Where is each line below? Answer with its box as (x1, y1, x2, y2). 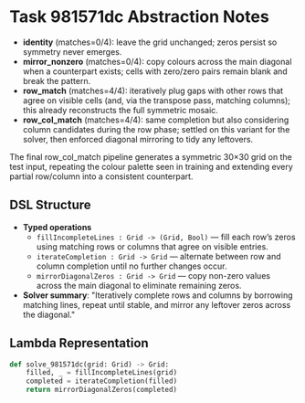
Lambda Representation (9, 335, 149, 351)
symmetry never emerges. (22, 46, 122, 57)
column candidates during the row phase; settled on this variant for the (22, 123, 290, 134)
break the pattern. (22, 75, 91, 86)
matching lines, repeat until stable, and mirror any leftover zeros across (22, 299, 291, 310)
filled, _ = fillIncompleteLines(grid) (26, 368, 178, 377)
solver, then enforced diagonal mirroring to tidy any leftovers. (22, 133, 254, 144)
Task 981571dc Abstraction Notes (9, 6, 269, 27)
